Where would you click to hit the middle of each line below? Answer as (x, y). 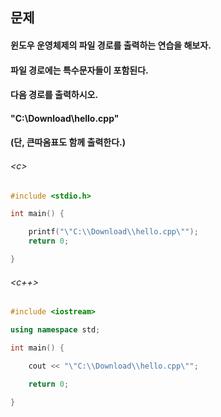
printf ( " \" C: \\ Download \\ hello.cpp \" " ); (113, 232)
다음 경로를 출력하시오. (54, 95)
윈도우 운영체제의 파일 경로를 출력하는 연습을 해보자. (111, 45)
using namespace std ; (55, 330)
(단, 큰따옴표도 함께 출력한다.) (68, 142)
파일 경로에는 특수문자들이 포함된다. (79, 70)
